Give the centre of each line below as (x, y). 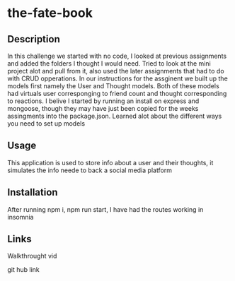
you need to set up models (46, 124)
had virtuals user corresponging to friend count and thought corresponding (117, 94)
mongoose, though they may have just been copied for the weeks (103, 108)
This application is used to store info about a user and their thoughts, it (110, 162)
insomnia (21, 217)
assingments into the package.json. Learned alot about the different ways (115, 116)
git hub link (24, 270)
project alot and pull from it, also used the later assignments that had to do (116, 71)
